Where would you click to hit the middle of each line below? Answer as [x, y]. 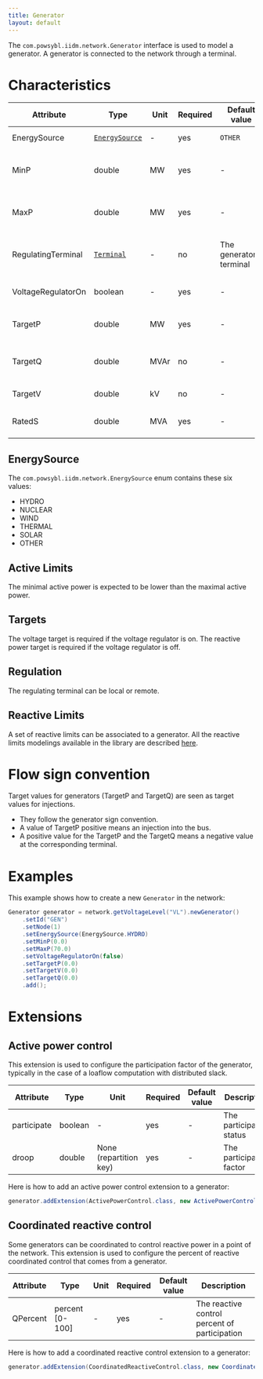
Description [223, 1286]
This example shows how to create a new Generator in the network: [117, 898]
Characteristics [59, 85]
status [235, 1135]
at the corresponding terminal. [68, 845]
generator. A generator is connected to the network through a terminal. [122, 53]
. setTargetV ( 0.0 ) [50, 971]
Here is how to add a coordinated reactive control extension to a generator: [129, 1352]
